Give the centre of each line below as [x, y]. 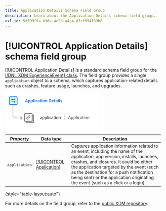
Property [20, 139]
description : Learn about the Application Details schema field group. [80, 16]
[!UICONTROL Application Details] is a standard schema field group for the [81, 70]
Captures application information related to [114, 146]
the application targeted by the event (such [115, 167]
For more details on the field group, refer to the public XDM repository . [77, 203]
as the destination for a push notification [112, 172]
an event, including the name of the [107, 151]
